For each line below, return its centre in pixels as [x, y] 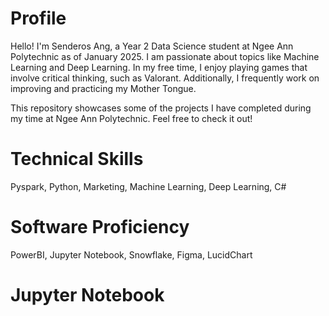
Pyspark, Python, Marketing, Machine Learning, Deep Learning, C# [148, 186]
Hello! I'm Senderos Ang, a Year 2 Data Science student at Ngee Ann [152, 46]
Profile [38, 18]
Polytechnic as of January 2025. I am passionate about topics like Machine [165, 56]
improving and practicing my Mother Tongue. [103, 88]
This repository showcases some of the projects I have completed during [161, 108]
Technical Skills [77, 159]
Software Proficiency [100, 227]
